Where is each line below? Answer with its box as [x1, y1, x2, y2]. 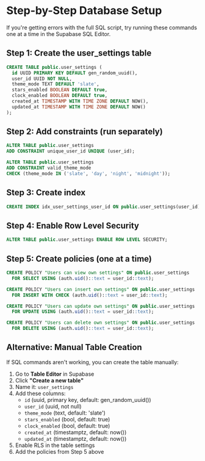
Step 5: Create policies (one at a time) [6, 254, 153, 264]
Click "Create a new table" [15, 376, 84, 384]
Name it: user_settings [15, 383, 74, 390]
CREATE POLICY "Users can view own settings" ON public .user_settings [6, 270, 190, 276]
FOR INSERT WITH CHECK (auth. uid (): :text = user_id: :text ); [12, 292, 168, 298]
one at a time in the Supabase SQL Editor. [6, 30, 111, 37]
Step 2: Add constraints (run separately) [6, 126, 163, 137]
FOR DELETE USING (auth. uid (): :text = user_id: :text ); [12, 326, 154, 332]
